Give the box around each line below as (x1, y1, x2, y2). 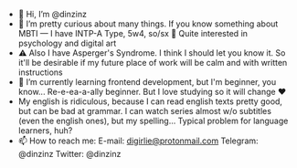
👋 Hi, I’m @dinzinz (17, 9, 87, 19)
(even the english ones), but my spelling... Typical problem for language (17, 115, 289, 126)
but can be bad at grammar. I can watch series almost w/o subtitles (17, 106, 272, 116)
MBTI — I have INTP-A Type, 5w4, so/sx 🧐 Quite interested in (17, 28, 249, 38)
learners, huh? (17, 125, 73, 136)
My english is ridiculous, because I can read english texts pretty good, (17, 96, 283, 107)
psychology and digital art (17, 37, 117, 48)
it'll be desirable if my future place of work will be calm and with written (17, 58, 288, 68)
